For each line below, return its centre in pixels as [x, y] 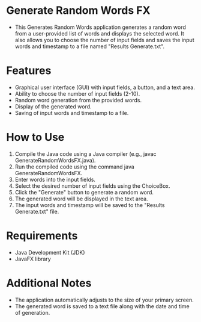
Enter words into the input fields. [55, 179]
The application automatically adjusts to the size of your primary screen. [104, 300]
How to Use [35, 138]
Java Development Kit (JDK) [50, 252]
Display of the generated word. [53, 107]
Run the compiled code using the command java [75, 167]
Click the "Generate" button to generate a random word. [84, 192]
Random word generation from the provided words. [78, 100]
